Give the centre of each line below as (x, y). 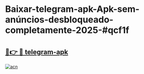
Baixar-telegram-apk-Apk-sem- (72, 9)
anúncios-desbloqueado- (59, 20)
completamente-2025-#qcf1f (67, 30)
